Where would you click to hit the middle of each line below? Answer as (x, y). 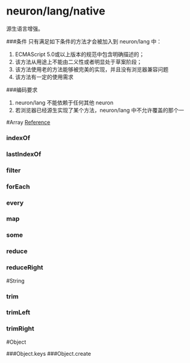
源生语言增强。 (25, 28)
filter (14, 170)
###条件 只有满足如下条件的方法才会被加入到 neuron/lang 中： (84, 41)
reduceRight (25, 268)
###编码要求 (22, 89)
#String (16, 281)
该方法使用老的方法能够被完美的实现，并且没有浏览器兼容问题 (92, 69)
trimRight (20, 329)
